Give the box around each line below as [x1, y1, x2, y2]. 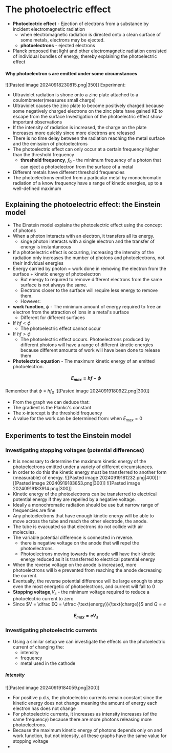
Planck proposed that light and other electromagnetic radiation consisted [12, 48, 167, 54]
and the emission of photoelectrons [12, 141, 88, 147]
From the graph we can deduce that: [12, 399, 90, 405]
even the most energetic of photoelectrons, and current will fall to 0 [12, 583, 155, 590]
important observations [12, 119, 62, 125]
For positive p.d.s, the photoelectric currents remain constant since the [12, 695, 163, 701]
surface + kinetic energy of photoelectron [12, 270, 101, 277]
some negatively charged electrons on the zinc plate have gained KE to [12, 108, 163, 114]
